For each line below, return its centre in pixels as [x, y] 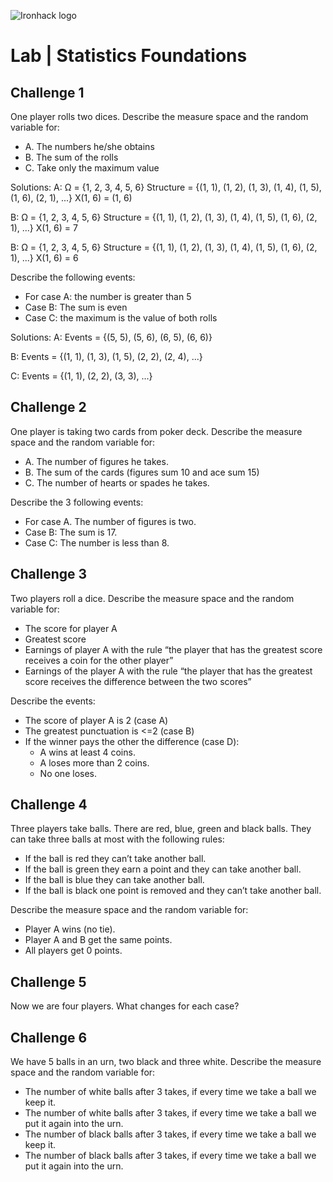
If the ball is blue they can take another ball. [114, 880]
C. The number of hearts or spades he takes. [117, 482]
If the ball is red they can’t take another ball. [115, 859]
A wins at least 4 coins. [87, 752]
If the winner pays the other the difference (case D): [132, 741]
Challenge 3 [49, 574]
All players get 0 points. [73, 951]
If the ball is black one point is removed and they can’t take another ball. [173, 891]
